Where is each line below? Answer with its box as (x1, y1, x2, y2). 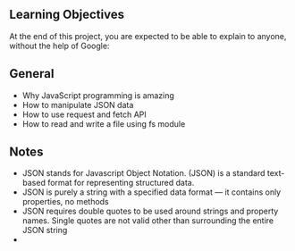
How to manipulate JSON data (21, 99, 134, 110)
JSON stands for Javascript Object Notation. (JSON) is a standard (21, 168, 265, 179)
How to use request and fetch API (21, 109, 147, 120)
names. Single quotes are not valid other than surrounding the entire (21, 215, 274, 226)
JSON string (21, 225, 68, 236)
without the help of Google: (9, 40, 110, 51)
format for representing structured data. (47, 178, 195, 188)
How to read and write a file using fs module (21, 118, 186, 129)
